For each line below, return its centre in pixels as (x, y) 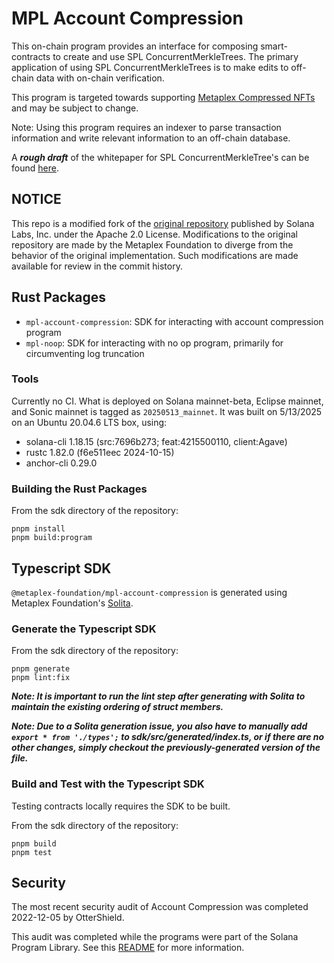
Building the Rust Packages (79, 489)
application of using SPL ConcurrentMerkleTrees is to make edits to (150, 67)
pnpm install (38, 529)
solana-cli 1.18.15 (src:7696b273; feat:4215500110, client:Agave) (156, 441)
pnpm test (32, 852)
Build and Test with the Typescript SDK (108, 784)
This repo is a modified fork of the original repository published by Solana (163, 223)
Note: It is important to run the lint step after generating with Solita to (158, 696)
